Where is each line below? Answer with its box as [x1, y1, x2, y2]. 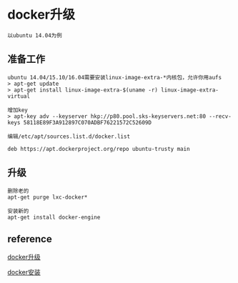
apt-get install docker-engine [7, 214, 101, 221]
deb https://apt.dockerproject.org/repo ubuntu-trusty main [7, 145, 191, 152]
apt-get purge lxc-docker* [7, 194, 88, 201]
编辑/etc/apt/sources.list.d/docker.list [7, 133, 131, 140]
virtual [7, 92, 31, 100]
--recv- [209, 112, 232, 120]
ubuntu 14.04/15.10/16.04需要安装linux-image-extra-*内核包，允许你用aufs [7, 74, 222, 81]
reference [7, 233, 52, 245]
